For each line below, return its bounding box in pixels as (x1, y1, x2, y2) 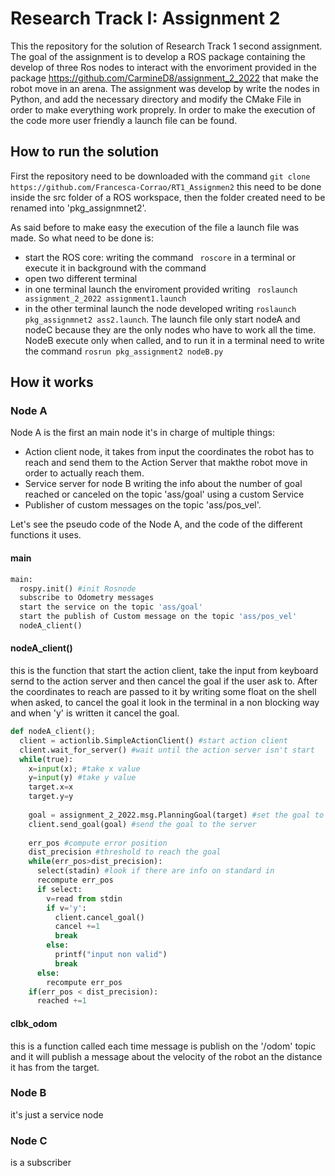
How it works (10, 374, 94, 391)
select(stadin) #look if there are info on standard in (36, 866, 275, 876)
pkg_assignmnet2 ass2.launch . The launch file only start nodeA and (24, 313, 301, 325)
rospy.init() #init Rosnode (19, 583, 137, 594)
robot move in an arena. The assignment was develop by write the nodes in (10, 82, 320, 94)
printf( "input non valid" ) (54, 950, 168, 960)
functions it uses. (10, 529, 82, 541)
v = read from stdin (46, 893, 123, 904)
